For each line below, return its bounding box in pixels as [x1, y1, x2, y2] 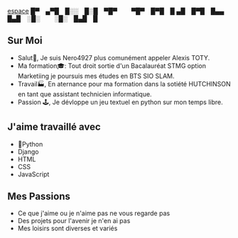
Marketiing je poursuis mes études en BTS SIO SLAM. [17, 72, 175, 80]
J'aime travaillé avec [7, 121, 101, 133]
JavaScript [17, 170, 50, 178]
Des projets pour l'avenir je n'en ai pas [17, 217, 131, 225]
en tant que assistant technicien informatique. [17, 89, 152, 98]
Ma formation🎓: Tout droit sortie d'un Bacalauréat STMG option [17, 61, 206, 70]
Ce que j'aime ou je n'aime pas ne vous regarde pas [17, 209, 171, 217]
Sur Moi [7, 35, 43, 47]
